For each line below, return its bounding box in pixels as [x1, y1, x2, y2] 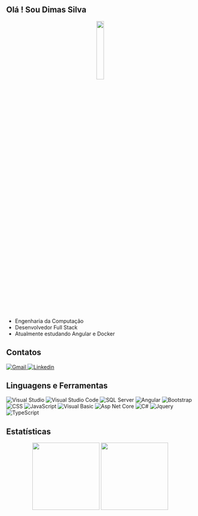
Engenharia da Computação [14, 317, 84, 325]
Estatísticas [6, 426, 51, 436]
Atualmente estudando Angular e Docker [14, 330, 115, 337]
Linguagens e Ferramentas [6, 381, 109, 391]
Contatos [6, 347, 42, 358]
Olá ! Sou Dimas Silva [6, 5, 86, 15]
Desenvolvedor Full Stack [14, 323, 78, 331]
